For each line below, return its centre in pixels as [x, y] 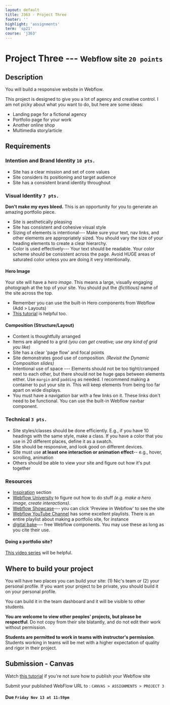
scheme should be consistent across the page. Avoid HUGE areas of [84, 254]
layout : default [22, 10]
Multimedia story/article [37, 130]
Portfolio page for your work [42, 120]
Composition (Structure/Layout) [40, 325]
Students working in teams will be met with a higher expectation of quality [82, 642]
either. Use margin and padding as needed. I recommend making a [81, 380]
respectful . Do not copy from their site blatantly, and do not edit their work [83, 622]
